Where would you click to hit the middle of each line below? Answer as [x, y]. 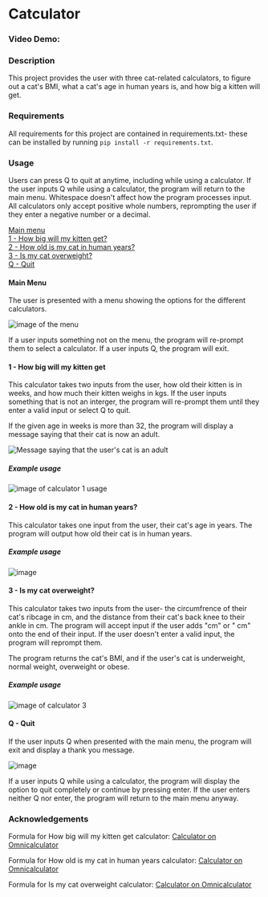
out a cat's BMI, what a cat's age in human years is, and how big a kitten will [134, 87]
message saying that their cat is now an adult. [84, 434]
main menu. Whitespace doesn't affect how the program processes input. [130, 197]
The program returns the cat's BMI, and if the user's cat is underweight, [127, 658]
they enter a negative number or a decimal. [79, 214]
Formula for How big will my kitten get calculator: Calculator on [112, 837]
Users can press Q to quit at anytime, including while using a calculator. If [130, 180]
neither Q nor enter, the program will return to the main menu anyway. [124, 798]
